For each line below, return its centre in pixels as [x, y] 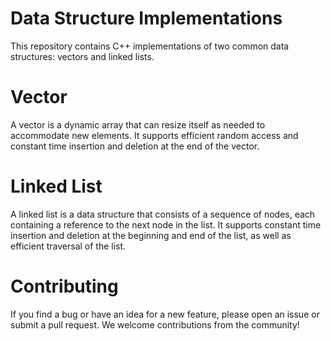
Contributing [64, 286]
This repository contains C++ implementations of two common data [150, 46]
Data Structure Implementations [146, 18]
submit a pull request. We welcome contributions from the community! [155, 324]
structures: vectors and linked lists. [82, 56]
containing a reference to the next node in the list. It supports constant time [166, 224]
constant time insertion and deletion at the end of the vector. [135, 146]
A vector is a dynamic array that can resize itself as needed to [138, 124]
